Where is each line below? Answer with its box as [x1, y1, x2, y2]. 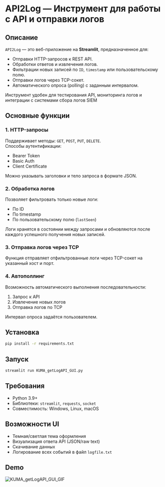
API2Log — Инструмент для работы [5, 3, 161, 14]
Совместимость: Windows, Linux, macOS [12, 405, 99, 412]
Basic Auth [12, 158, 35, 164]
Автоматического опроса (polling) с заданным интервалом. [12, 82, 139, 88]
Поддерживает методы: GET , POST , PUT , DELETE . [5, 137, 102, 144]
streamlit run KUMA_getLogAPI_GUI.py [5, 368, 83, 373]
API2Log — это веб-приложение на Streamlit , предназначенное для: [5, 47, 149, 52]
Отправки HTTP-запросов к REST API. [12, 56, 93, 62]
